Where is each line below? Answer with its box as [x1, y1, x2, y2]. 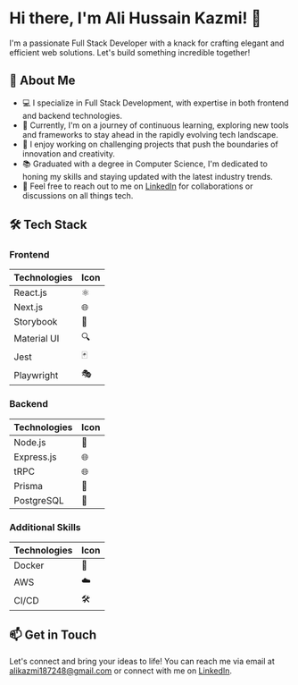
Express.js [13, 451, 57, 463]
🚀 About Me [9, 73, 76, 89]
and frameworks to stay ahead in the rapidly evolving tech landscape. [21, 129, 279, 140]
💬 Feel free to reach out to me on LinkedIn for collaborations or [21, 181, 253, 191]
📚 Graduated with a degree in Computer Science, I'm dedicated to [21, 158, 268, 169]
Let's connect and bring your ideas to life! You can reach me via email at [9, 655, 275, 666]
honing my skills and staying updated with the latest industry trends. [21, 171, 274, 182]
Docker [13, 559, 45, 571]
